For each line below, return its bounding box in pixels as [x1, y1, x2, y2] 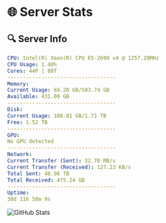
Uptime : [7, 189, 30, 197]
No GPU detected [7, 138, 54, 145]
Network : [7, 151, 33, 158]
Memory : [7, 80, 30, 87]
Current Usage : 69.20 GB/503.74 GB [7, 87, 110, 94]
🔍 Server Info [7, 32, 68, 45]
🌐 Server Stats [7, 4, 93, 20]
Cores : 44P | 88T [7, 67, 57, 75]
